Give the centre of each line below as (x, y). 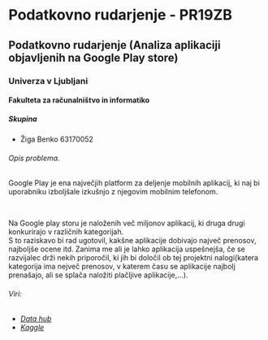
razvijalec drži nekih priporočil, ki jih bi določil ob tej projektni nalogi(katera (133, 258)
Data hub (36, 319)
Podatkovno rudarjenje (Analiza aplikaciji (115, 45)
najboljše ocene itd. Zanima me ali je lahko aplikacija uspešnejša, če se (127, 249)
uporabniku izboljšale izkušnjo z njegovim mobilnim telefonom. (113, 192)
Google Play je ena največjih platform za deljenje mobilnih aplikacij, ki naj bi (134, 183)
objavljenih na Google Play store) (93, 57)
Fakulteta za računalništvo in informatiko (79, 100)
